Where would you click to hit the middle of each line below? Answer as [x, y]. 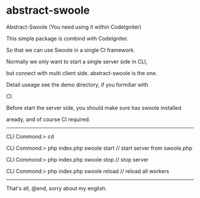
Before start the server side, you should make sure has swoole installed [94, 107]
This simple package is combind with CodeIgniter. [68, 38]
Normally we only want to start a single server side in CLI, [77, 61]
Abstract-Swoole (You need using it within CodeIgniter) [74, 27]
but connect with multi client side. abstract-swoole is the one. [82, 73]
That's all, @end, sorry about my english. [57, 188]
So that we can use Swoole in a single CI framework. [71, 50]
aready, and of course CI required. [48, 119]
